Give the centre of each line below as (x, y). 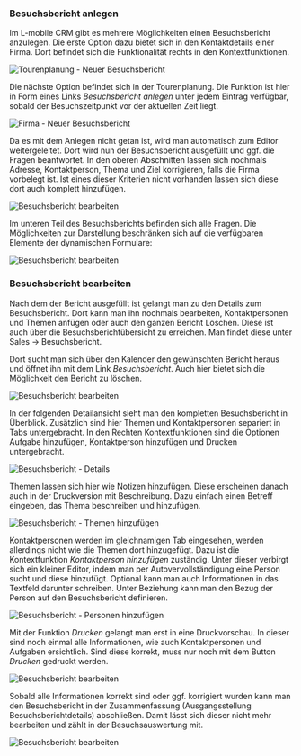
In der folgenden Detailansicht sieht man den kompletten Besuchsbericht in (148, 413)
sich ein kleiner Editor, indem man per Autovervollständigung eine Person (145, 569)
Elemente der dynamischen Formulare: (81, 243)
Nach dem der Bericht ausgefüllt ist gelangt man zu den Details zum (136, 303)
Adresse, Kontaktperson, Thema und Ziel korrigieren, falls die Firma (134, 170)
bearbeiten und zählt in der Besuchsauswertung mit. (106, 724)
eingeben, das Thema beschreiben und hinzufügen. (105, 505)
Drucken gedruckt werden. (59, 661)
